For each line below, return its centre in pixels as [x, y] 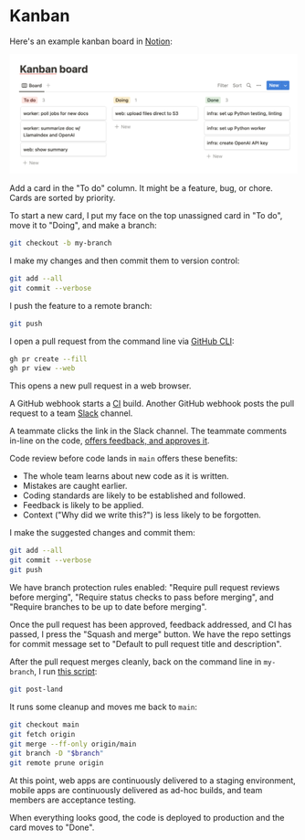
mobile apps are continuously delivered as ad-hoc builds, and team [136, 791]
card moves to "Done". [52, 827]
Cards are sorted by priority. [63, 198]
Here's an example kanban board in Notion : [91, 41]
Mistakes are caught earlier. [75, 486]
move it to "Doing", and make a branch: [83, 226]
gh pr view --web [42, 368]
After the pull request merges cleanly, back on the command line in [136, 661]
